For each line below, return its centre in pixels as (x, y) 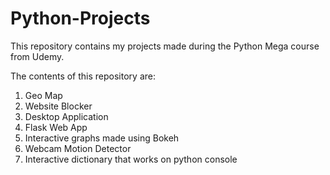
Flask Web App (56, 127)
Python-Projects (80, 18)
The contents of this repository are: (83, 76)
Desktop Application (66, 116)
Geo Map (43, 95)
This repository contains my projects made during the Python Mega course (165, 46)
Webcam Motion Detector (78, 148)
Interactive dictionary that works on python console (131, 159)
